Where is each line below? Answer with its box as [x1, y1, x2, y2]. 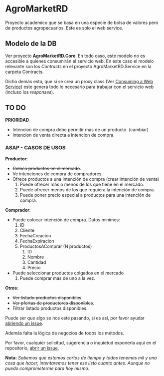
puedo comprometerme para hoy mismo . [5, 365, 90, 371]
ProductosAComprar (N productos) [19, 243, 92, 249]
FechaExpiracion [19, 238, 54, 244]
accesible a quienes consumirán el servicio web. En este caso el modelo [5, 58, 154, 64]
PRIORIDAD [5, 117, 29, 123]
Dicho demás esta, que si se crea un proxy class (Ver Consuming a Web [5, 78, 154, 84]
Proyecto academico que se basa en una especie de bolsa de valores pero [5, 20, 159, 26]
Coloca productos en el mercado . [12, 165, 81, 171]
